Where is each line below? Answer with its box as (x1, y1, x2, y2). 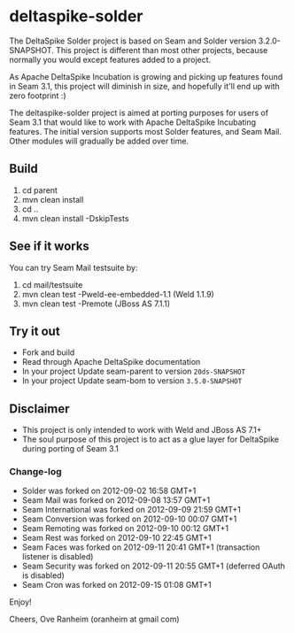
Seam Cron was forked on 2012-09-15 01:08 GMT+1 (21, 580, 212, 591)
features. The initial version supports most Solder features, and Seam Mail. (9, 126, 282, 136)
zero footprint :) (9, 90, 66, 101)
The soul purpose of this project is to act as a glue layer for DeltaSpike (21, 434, 280, 444)
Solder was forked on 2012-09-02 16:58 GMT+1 (21, 485, 197, 497)
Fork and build (21, 347, 75, 358)
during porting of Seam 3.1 (21, 444, 120, 454)
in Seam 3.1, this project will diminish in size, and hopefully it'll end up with (9, 81, 281, 91)
